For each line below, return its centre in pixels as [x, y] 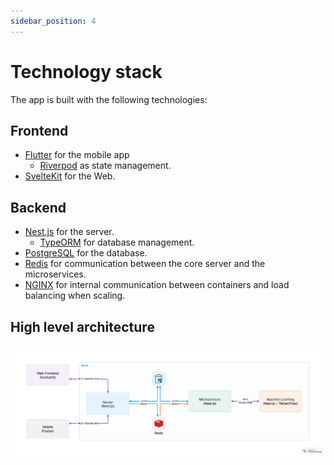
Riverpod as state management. [105, 166]
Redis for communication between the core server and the [145, 264]
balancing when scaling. [75, 296]
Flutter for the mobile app [77, 155]
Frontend [39, 130]
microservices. [55, 274]
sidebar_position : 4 [53, 21]
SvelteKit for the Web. [70, 176]
